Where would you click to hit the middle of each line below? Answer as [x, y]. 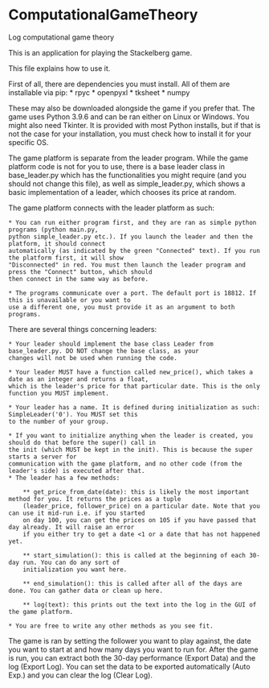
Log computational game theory [61, 37]
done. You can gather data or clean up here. [86, 591]
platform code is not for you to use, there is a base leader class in [116, 166]
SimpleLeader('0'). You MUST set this [73, 414]
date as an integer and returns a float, [79, 379]
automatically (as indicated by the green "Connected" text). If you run [134, 251]
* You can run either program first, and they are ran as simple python [132, 222]
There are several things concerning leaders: [83, 329]
